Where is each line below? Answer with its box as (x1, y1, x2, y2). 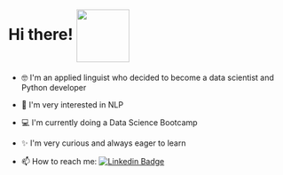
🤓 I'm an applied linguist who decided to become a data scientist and (20, 72, 274, 83)
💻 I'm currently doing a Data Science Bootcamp (20, 116, 198, 128)
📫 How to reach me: (20, 155, 98, 166)
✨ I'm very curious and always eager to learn (20, 138, 186, 148)
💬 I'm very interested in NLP (20, 99, 124, 110)
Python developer (20, 82, 87, 92)
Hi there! (8, 25, 74, 44)
